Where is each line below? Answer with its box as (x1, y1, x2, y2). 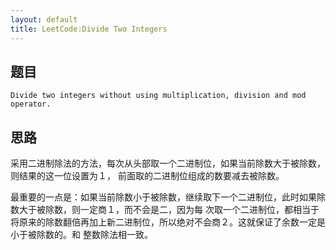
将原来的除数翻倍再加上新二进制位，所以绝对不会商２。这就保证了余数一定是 (10, 216, 326, 228)
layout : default (10, 14, 78, 25)
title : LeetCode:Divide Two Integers (10, 24, 168, 34)
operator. (10, 99, 52, 110)
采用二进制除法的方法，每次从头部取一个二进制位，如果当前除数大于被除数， (10, 157, 326, 170)
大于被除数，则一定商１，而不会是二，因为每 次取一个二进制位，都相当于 (18, 204, 320, 216)
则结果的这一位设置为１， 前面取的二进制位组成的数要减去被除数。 (10, 170, 285, 182)
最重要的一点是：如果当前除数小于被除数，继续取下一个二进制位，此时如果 (10, 191, 317, 203)
